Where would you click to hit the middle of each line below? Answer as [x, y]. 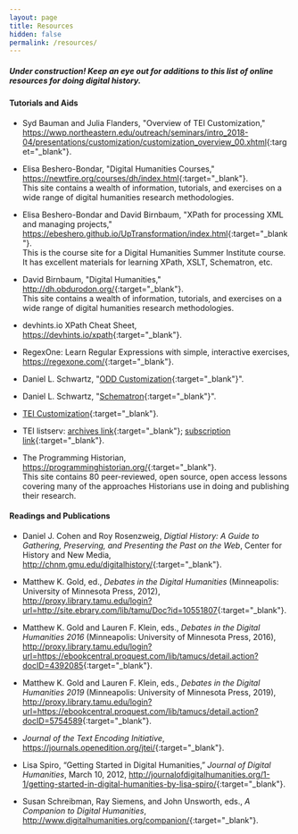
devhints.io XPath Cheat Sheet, [79, 325]
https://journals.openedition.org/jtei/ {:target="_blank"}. [123, 748]
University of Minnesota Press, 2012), [91, 592]
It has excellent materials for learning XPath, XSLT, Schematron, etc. [147, 262]
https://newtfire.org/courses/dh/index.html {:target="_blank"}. [135, 178]
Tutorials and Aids [44, 103]
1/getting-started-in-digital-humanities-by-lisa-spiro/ [119, 784]
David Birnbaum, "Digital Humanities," [91, 279]
